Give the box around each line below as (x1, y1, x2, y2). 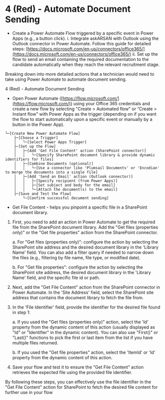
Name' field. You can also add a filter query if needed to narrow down (12, 249, 154, 255)
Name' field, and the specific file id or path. (12, 275, 100, 280)
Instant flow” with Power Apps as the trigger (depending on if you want (12, 111, 157, 117)
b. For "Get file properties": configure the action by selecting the (12, 264, 143, 270)
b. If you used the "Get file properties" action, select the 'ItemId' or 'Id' (12, 349, 156, 355)
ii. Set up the (132, 51, 158, 57)
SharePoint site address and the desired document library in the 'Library (12, 244, 159, 250)
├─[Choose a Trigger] (14, 135, 58, 140)
